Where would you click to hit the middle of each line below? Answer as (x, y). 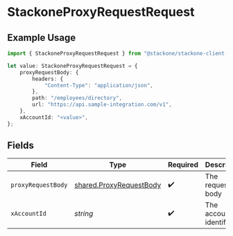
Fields (21, 146)
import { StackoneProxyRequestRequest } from (74, 53)
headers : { (48, 79)
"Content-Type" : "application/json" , (99, 85)
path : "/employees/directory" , (77, 98)
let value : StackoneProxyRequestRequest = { (72, 66)
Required (183, 165)
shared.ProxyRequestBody (118, 185)
